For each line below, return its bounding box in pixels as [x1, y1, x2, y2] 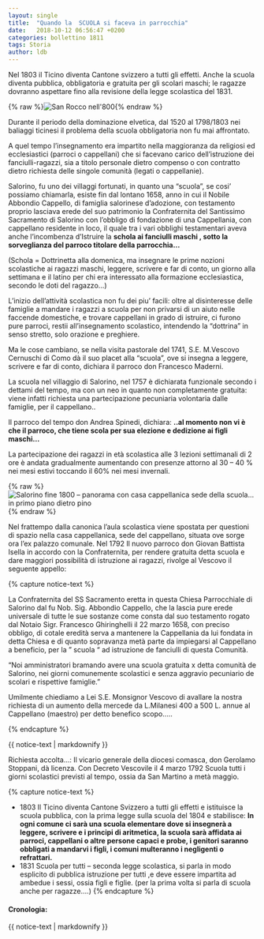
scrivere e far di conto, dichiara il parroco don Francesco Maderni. [8, 362, 224, 371]
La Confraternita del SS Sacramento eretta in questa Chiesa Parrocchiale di [8, 595, 253, 604]
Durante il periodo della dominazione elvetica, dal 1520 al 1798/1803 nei [8, 118, 240, 126]
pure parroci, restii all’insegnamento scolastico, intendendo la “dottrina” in [8, 321, 248, 330]
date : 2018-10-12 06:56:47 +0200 [8, 26, 125, 34]
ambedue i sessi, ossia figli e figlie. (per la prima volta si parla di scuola [19, 878, 251, 887]
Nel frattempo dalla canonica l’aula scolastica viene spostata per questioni [8, 522, 250, 531]
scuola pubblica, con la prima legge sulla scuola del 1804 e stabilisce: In [19, 811, 255, 820]
